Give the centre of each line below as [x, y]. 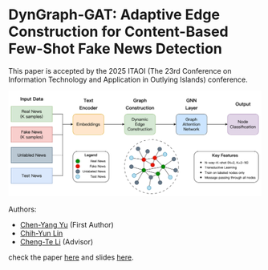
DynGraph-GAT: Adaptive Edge [114, 15]
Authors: [22, 209]
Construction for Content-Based [118, 32]
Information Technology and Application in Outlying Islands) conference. [128, 79]
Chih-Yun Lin [41, 233]
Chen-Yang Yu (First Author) [67, 225]
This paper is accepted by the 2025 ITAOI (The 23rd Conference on [120, 71]
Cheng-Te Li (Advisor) [57, 242]
